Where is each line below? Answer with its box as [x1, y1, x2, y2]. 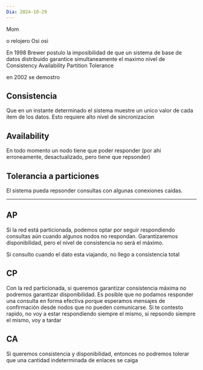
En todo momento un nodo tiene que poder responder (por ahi [6, 147, 161, 154]
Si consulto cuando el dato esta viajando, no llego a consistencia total [6, 250, 180, 258]
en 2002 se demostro [6, 73, 60, 80]
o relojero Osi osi [6, 37, 48, 44]
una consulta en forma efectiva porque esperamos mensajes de [6, 297, 166, 304]
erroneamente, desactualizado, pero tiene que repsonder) [6, 154, 151, 161]
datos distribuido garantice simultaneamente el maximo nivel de [6, 55, 166, 62]
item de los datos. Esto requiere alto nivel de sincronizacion [6, 113, 155, 121]
